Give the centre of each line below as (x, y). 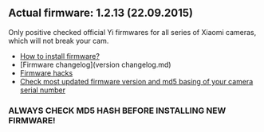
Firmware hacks (46, 73)
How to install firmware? (59, 56)
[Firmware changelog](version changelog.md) (95, 64)
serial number (43, 90)
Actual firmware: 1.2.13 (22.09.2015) (101, 13)
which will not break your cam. (59, 41)
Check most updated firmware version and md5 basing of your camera (136, 81)
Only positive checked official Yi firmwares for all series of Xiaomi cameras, (132, 32)
